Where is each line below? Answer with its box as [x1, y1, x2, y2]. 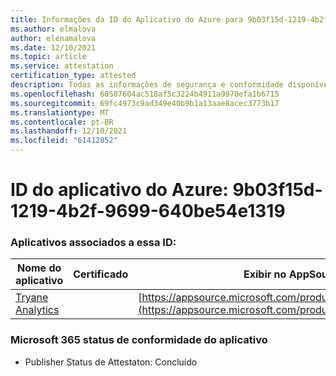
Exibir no [243, 267, 287, 281]
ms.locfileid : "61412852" [10, 136, 118, 146]
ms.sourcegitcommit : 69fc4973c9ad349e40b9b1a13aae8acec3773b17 [10, 98, 280, 108]
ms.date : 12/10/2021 [10, 42, 97, 53]
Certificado [73, 267, 129, 281]
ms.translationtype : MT [10, 107, 110, 118]
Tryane [15, 291, 49, 305]
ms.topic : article [10, 52, 87, 62]
